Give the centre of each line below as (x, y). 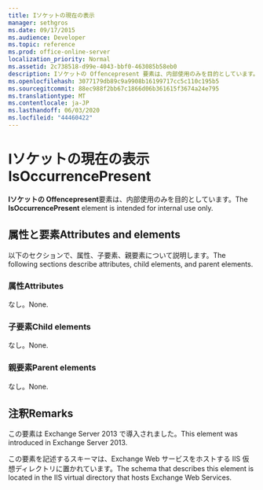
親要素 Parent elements (52, 368)
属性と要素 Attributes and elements (94, 235)
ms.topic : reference (42, 45)
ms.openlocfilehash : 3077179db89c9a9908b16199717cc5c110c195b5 (114, 81)
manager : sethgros (38, 23)
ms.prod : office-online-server (59, 52)
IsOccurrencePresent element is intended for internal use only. (111, 208)
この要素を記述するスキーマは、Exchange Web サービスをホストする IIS (124, 459)
